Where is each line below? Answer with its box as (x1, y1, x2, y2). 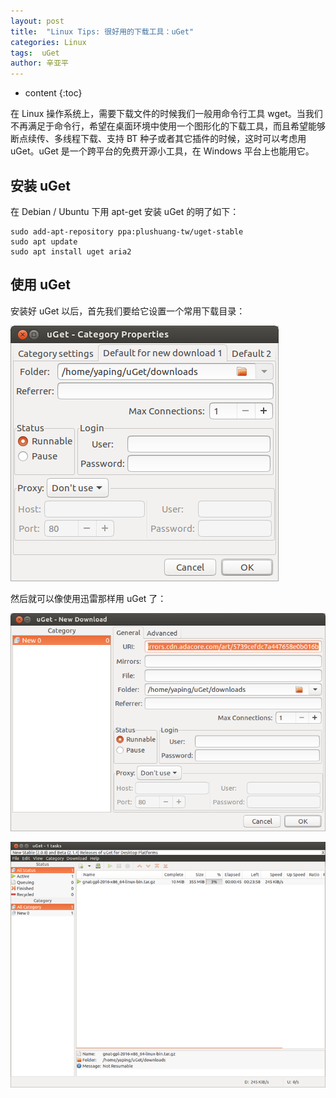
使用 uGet (10, 276, 72, 294)
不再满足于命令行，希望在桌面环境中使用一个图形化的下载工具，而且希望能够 (10, 120, 326, 132)
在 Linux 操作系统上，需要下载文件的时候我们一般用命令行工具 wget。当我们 (10, 108, 323, 120)
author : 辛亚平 (10, 58, 69, 69)
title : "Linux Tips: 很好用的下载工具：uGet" (10, 26, 195, 37)
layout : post (10, 16, 65, 26)
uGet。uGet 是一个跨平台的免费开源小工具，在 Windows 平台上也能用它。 (10, 145, 315, 157)
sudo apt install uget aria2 (10, 246, 132, 257)
